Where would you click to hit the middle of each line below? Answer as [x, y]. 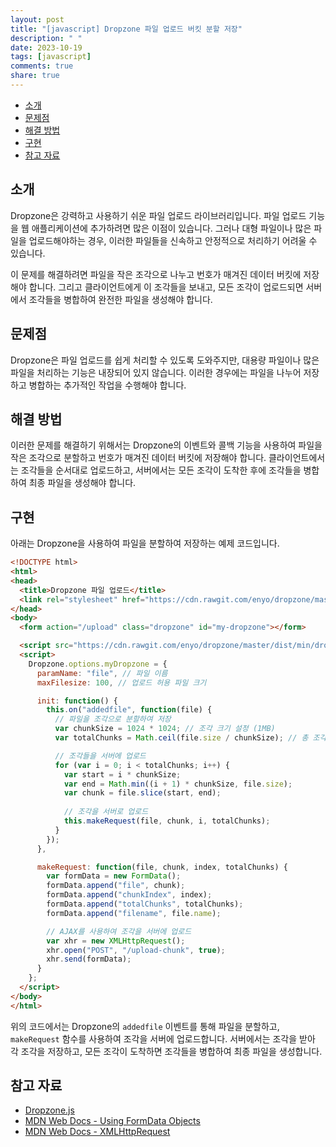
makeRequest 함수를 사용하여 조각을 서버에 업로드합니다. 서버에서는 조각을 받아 [163, 1038]
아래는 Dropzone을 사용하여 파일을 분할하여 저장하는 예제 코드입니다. [145, 543]
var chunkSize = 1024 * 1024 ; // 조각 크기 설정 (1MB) [165, 729]
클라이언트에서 [297, 458]
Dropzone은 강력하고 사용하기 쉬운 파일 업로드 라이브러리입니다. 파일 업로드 [158, 215]
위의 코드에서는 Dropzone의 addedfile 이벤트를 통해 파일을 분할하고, [145, 1026]
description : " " [46, 38]
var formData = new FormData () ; [114, 876]
